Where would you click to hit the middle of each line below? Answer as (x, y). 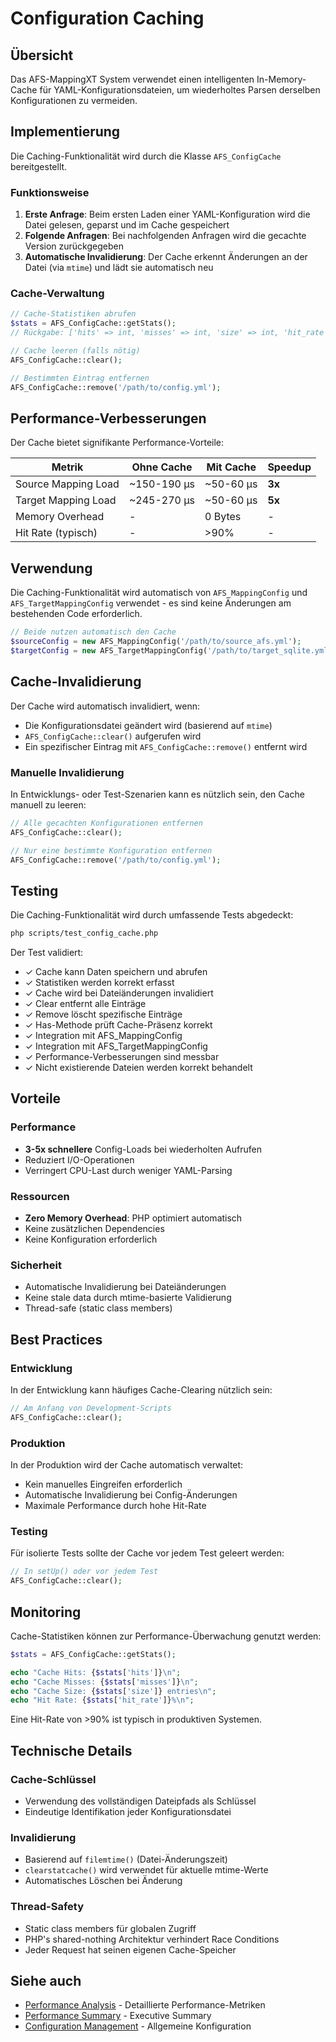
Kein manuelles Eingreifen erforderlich (103, 1484)
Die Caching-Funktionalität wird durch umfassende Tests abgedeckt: (152, 915)
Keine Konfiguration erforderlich (91, 1239)
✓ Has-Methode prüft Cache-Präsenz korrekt (118, 1025)
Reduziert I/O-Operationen (79, 1159)
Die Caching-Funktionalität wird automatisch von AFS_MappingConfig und (159, 593)
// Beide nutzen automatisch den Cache (93, 632)
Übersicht (42, 55)
